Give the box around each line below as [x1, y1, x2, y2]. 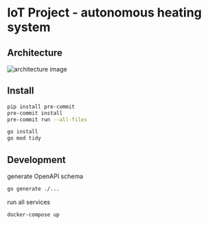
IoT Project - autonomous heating [7, 5, 203, 21]
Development [7, 153, 67, 166]
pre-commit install [7, 109, 63, 116]
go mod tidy [7, 135, 41, 142]
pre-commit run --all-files [7, 116, 88, 123]
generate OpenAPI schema [7, 172, 84, 180]
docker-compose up [7, 211, 60, 218]
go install [7, 129, 38, 136]
